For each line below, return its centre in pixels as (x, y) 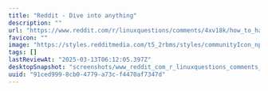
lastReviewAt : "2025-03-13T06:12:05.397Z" (80, 60)
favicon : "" (28, 38)
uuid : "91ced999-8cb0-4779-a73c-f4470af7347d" (87, 74)
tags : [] (23, 52)
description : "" (35, 23)
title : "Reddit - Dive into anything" (73, 15)
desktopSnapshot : (37, 67)
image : (19, 45)
